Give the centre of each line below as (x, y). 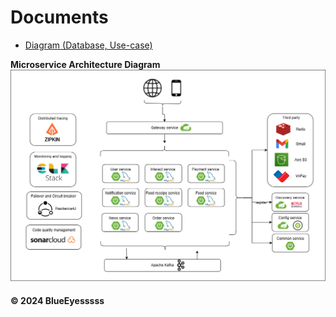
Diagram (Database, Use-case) (88, 45)
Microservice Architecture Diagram (85, 64)
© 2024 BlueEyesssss (57, 300)
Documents (59, 17)
